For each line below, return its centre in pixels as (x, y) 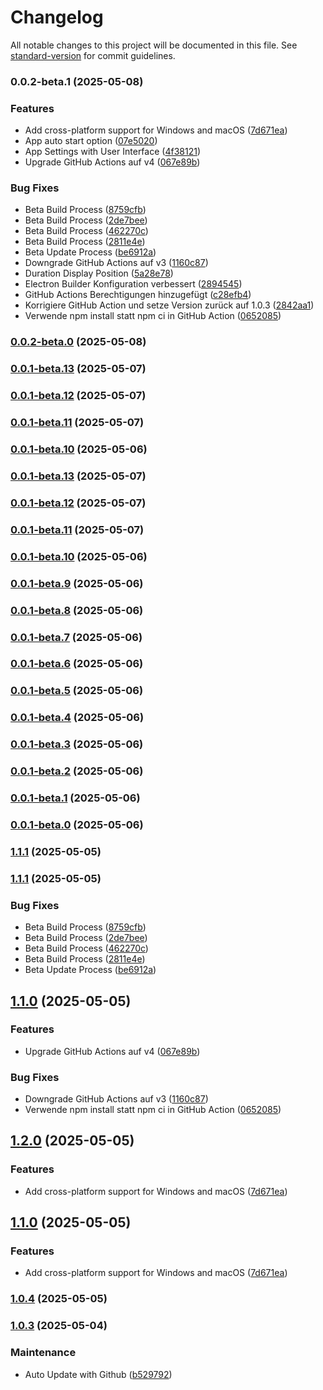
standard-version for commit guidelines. (93, 55)
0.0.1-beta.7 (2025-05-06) (76, 637)
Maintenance (43, 1353)
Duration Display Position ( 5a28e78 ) (99, 273)
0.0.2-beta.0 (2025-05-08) (78, 342)
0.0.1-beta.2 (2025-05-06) (77, 771)
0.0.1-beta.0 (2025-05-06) (77, 824)
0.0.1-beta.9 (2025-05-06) (77, 583)
